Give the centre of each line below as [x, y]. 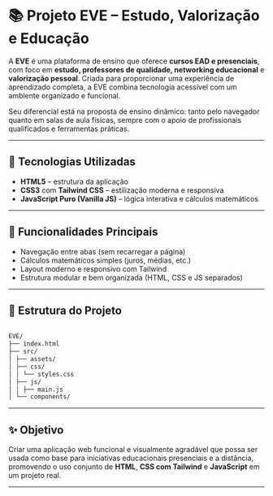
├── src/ [23, 352]
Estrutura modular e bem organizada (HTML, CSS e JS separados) [132, 277]
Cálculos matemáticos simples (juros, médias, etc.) [106, 260]
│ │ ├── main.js [36, 389]
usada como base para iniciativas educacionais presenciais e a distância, [131, 458]
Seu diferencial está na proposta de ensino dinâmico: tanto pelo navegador [134, 111]
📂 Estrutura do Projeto [65, 310]
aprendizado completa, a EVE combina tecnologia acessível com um [123, 87]
